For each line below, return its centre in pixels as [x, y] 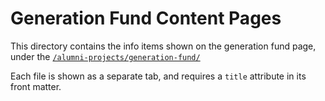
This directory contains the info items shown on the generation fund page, [163, 46]
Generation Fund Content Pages [146, 18]
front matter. [36, 86]
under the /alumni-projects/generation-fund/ [105, 56]
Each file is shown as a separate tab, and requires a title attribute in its [158, 76]
